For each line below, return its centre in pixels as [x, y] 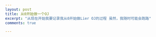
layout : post [18, 9]
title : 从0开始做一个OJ [27, 14]
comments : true [21, 23]
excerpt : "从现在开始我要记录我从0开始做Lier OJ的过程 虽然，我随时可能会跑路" [78, 18]
